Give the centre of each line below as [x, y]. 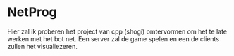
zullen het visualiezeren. [42, 46]
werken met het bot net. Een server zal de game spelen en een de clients [113, 38]
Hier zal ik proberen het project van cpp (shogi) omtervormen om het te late [117, 31]
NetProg [32, 12]
